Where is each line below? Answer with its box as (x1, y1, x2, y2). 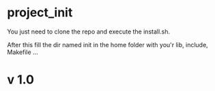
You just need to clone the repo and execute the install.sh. (7, 27, 171, 36)
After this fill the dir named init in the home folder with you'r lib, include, (7, 40, 208, 49)
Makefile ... (7, 48, 39, 56)
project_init (7, 5, 73, 21)
